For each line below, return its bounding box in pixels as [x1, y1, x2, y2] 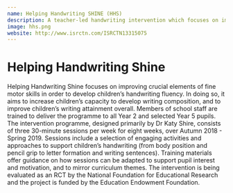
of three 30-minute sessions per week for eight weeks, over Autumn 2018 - [7, 126, 223, 135]
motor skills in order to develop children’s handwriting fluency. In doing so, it [7, 90, 225, 98]
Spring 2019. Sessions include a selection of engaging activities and [7, 134, 202, 142]
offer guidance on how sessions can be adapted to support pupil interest [7, 156, 215, 165]
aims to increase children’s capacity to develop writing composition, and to [7, 97, 221, 106]
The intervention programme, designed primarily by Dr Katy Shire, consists [7, 119, 221, 128]
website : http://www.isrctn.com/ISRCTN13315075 [7, 29, 148, 37]
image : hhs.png [7, 23, 51, 30]
